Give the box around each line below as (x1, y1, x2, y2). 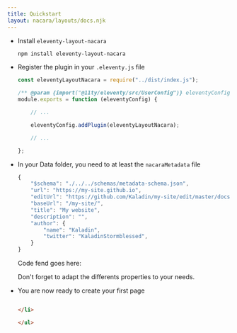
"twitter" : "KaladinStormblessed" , (43, 233, 149, 240)
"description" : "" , (30, 213, 88, 220)
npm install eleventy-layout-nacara (17, 50, 126, 57)
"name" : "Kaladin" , (43, 226, 100, 234)
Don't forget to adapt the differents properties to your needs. (17, 273, 195, 281)
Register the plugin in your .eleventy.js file (17, 63, 145, 72)
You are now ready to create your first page (17, 286, 145, 295)
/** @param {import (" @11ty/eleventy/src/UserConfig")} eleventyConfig (17, 89, 231, 96)
